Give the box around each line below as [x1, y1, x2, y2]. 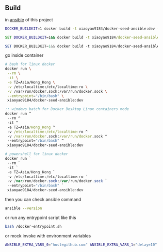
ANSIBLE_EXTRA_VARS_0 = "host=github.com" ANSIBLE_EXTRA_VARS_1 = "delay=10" [5, 242, 158, 247]
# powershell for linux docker [5, 151, 68, 157]
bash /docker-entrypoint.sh [5, 224, 62, 229]
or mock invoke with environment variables [5, 233, 91, 238]
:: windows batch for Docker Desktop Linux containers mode [5, 107, 130, 112]
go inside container [5, 52, 44, 58]
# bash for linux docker [5, 62, 55, 67]
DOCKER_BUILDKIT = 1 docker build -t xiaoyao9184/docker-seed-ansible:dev [5, 26, 155, 31]
